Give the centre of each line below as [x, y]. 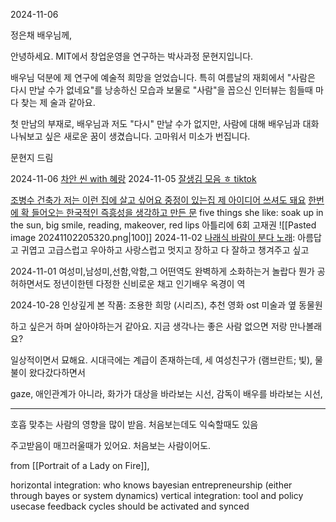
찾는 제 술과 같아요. [58, 102]
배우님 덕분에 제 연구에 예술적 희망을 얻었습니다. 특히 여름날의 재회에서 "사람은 [163, 77]
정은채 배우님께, [41, 35]
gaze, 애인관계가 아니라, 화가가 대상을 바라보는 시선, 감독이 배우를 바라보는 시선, [166, 393]
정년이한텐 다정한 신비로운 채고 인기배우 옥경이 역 [149, 283]
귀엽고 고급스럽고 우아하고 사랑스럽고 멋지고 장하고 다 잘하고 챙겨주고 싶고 [165, 250]
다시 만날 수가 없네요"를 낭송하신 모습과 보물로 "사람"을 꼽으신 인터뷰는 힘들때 [161, 90]
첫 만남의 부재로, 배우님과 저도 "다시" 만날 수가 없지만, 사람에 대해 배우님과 [155, 123]
